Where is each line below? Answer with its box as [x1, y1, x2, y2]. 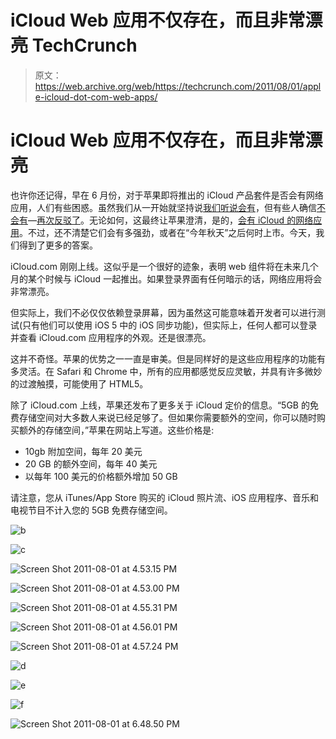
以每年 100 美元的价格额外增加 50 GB [24, 470, 178, 482]
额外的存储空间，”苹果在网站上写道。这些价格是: [18, 424, 215, 436]
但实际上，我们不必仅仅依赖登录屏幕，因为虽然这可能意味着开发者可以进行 [10, 306, 317, 318]
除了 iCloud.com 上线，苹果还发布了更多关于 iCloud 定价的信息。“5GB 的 [10, 399, 310, 411]
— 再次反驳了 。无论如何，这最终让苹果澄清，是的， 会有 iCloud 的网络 [28, 214, 314, 226]
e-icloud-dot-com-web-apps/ [34, 91, 158, 103]
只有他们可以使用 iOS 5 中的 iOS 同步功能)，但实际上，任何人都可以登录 [22, 319, 318, 331]
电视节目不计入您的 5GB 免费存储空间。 [10, 504, 173, 516]
